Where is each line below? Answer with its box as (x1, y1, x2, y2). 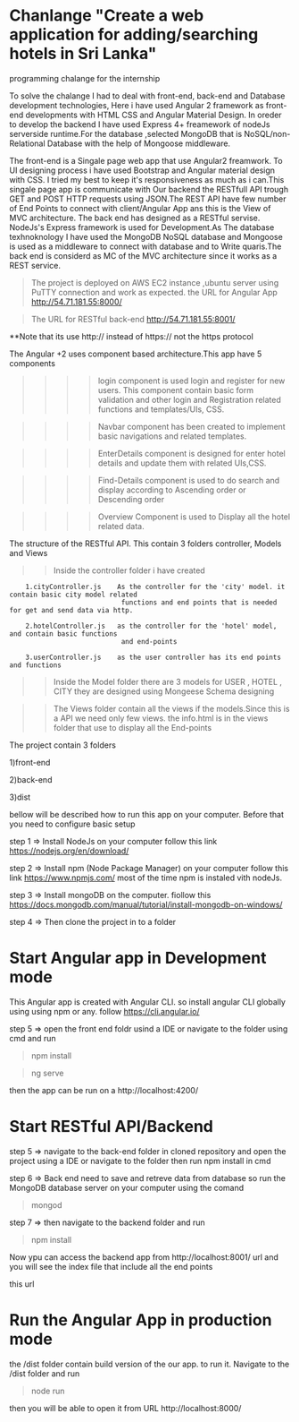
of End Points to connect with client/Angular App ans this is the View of (9, 202, 271, 213)
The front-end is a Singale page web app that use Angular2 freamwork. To (9, 155, 283, 166)
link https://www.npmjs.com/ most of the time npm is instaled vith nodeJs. (9, 872, 283, 883)
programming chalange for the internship (9, 73, 161, 83)
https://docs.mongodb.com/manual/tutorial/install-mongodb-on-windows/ (9, 899, 283, 910)
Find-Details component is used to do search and (97, 475, 280, 485)
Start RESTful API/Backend (9, 1117, 214, 1137)
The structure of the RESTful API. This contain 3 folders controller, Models (9, 538, 282, 549)
